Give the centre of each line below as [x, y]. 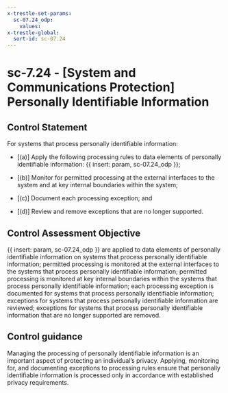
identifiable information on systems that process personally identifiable [107, 257]
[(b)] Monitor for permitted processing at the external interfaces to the [116, 178]
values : [30, 26]
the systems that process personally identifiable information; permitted [107, 271]
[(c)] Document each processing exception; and [85, 198]
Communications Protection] [91, 87]
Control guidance [45, 337]
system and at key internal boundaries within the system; [97, 185]
